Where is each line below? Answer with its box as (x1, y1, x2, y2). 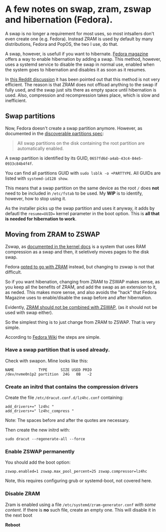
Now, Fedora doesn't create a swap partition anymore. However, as (5, 125, 143, 131)
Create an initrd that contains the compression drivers (5, 383, 139, 390)
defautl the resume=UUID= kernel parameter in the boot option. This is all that (5, 210, 160, 216)
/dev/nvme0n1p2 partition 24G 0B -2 (5, 372, 92, 377)
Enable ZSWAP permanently (5, 448, 75, 455)
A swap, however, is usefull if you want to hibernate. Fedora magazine (5, 51, 149, 57)
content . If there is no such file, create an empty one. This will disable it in (5, 507, 156, 513)
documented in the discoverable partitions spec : (5, 131, 104, 136)
